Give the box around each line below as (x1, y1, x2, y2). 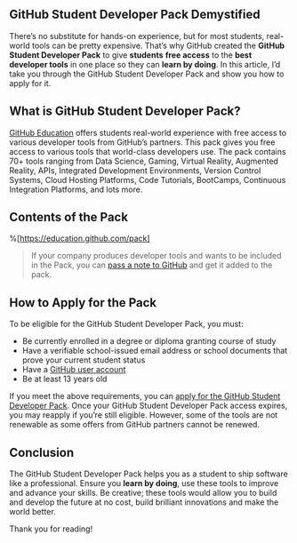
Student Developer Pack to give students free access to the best (9, 49, 253, 60)
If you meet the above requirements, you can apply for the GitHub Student (9, 391, 281, 402)
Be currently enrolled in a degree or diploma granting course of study (21, 336, 277, 347)
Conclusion (9, 444, 75, 460)
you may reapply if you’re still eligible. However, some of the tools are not (9, 410, 278, 420)
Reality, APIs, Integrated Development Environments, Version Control (9, 164, 261, 176)
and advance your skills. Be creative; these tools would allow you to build (9, 488, 277, 499)
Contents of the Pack (9, 210, 129, 225)
